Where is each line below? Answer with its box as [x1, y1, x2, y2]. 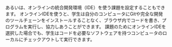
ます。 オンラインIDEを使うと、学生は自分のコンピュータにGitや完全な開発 [5, 11, 163, 17]
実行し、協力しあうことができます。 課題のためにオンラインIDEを [27, 24, 166, 30]
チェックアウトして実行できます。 [23, 36, 95, 42]
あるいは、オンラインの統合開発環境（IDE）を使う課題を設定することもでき [5, 5, 165, 10]
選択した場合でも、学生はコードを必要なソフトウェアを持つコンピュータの [5, 30, 163, 36]
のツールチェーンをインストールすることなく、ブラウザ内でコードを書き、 [5, 17, 162, 23]
